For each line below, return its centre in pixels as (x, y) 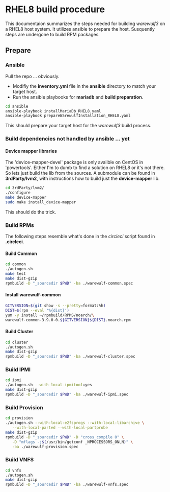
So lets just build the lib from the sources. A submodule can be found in (80, 173)
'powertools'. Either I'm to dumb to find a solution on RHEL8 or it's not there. (85, 168)
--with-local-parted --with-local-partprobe (60, 428)
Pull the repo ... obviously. (32, 76)
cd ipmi (13, 380)
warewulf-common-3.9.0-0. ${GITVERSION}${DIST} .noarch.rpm (68, 320)
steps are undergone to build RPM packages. (53, 34)
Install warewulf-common (33, 295)
